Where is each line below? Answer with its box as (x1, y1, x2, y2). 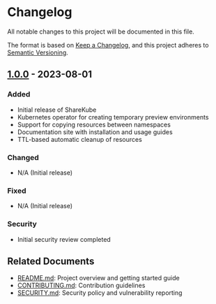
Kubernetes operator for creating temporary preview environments (17, 113, 209, 121)
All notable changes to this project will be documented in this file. (7, 27, 195, 36)
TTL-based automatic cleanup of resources (17, 135, 143, 143)
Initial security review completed (17, 235, 111, 243)
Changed (7, 152, 40, 162)
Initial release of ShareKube (17, 106, 97, 114)
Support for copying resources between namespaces (17, 120, 171, 129)
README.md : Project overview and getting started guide (17, 274, 180, 282)
